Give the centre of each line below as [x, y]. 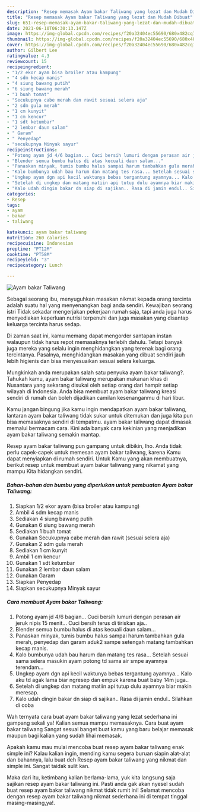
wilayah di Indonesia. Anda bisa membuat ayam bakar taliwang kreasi [92, 391]
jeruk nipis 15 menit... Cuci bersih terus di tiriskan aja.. [81, 623]
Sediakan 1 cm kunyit [41, 550]
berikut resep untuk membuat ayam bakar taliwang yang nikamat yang [93, 465]
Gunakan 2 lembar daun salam [53, 569]
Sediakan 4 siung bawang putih [54, 519]
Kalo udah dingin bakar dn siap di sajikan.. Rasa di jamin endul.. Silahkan [104, 699]
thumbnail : [20, 39]
